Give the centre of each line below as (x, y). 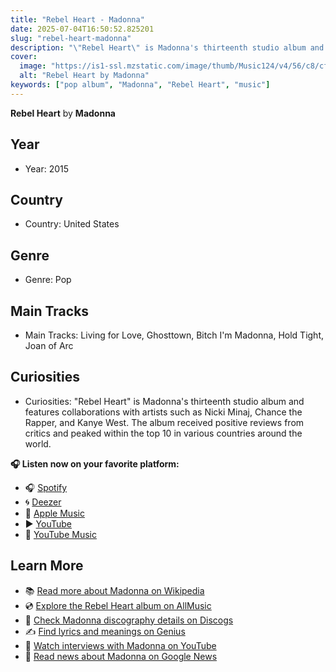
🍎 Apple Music (54, 513)
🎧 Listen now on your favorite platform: (95, 463)
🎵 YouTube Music (60, 534)
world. (38, 443)
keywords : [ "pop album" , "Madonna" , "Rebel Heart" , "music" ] (140, 85)
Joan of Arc (49, 345)
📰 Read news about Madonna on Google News (121, 656)
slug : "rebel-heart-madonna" (71, 38)
